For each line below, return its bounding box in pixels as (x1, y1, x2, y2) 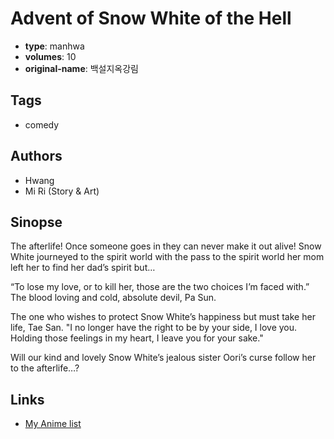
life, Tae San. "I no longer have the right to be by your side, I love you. (10, 322, 298, 334)
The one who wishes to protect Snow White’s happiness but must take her (10, 311, 316, 323)
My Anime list (24, 418, 82, 430)
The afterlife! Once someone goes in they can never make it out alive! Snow (10, 240, 322, 252)
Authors (10, 148, 63, 165)
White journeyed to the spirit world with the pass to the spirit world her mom (10, 251, 325, 263)
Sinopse (10, 213, 63, 231)
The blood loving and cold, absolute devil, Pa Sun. (10, 292, 217, 304)
